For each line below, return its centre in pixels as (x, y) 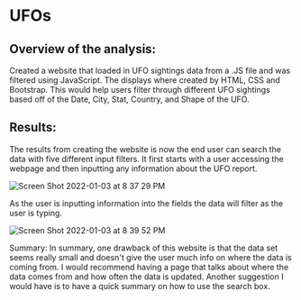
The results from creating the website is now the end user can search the (146, 149)
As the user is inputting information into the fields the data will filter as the (146, 203)
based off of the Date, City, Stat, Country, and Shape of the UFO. (129, 99)
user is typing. (36, 213)
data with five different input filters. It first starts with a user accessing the (146, 159)
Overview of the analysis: (82, 49)
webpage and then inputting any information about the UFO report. (133, 168)
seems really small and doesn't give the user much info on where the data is (150, 257)
